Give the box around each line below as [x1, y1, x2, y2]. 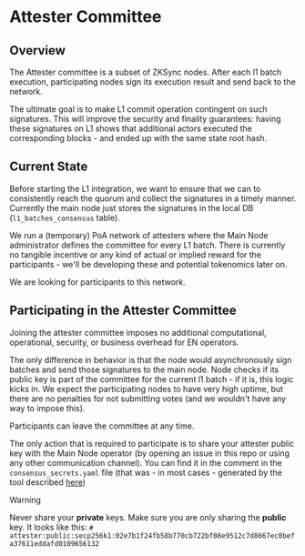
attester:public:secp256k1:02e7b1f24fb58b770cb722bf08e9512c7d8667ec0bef [9, 531, 296, 541]
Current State [9, 159, 88, 175]
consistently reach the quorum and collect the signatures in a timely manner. [9, 193, 297, 204]
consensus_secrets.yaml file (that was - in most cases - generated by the [9, 467, 282, 478]
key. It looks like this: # [9, 521, 94, 532]
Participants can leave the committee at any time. [9, 420, 195, 431]
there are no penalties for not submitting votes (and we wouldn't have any [9, 393, 287, 404]
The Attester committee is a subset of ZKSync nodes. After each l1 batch [9, 66, 282, 77]
